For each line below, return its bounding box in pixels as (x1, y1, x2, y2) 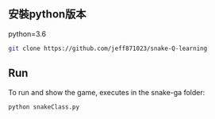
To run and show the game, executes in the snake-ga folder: (8, 87, 205, 97)
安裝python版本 (8, 7, 86, 21)
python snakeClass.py (8, 102, 80, 111)
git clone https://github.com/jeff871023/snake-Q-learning (8, 44, 208, 52)
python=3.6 (8, 29, 46, 38)
